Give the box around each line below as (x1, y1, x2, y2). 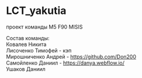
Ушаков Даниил (6, 65, 46, 72)
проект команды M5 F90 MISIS (6, 23, 83, 30)
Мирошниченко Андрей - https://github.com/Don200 (6, 53, 136, 60)
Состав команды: (6, 34, 50, 41)
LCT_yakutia (6, 4, 67, 17)
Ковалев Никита (6, 41, 47, 48)
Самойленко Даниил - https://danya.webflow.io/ (6, 59, 124, 66)
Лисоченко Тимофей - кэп (6, 47, 72, 54)
